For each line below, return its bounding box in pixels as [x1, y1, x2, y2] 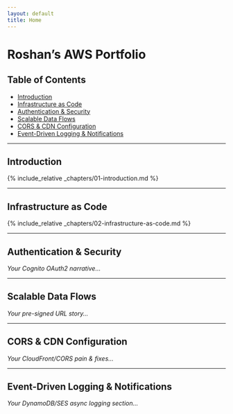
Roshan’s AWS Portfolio [7, 46, 146, 62]
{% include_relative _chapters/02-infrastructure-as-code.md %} [7, 219, 191, 227]
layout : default [7, 10, 54, 17]
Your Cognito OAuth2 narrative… [7, 264, 101, 273]
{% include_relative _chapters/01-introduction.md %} [7, 174, 159, 182]
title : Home [7, 17, 42, 24]
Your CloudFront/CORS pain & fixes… [7, 354, 114, 363]
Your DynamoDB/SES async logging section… [7, 399, 139, 408]
